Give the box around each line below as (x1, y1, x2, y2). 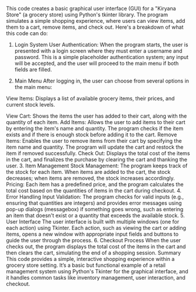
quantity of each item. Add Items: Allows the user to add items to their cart (6, 119, 185, 125)
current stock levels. (6, 101, 56, 108)
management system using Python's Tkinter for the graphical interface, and (6, 268, 188, 274)
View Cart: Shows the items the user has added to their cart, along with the (6, 112, 187, 119)
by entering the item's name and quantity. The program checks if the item (6, 125, 184, 132)
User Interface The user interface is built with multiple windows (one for (6, 218, 180, 225)
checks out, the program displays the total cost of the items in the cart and (6, 243, 186, 250)
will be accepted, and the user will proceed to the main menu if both (14, 60, 179, 67)
